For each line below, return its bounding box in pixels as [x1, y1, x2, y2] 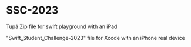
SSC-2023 [6, 4, 59, 17]
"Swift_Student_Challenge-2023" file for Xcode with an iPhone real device [6, 34, 185, 41]
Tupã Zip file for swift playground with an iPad [6, 23, 118, 30]
